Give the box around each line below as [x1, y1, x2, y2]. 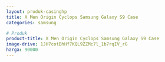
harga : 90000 [6, 47, 38, 53]
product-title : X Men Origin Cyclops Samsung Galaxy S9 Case [6, 36, 160, 42]
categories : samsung [6, 19, 57, 25]
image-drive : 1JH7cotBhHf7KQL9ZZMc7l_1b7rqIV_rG [6, 41, 128, 47]
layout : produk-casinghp [6, 8, 67, 15]
